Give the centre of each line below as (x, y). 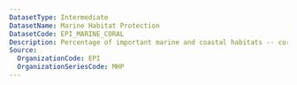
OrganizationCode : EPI (59, 58)
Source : (23, 50)
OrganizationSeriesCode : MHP (71, 67)
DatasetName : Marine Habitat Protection (85, 26)
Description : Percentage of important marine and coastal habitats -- (142, 42)
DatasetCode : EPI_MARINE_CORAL (67, 34)
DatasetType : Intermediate (59, 17)
